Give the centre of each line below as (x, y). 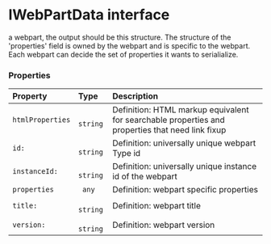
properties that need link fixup (169, 130)
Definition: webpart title (157, 206)
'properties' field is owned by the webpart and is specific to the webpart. (129, 45)
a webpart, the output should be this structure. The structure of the (120, 37)
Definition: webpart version (164, 225)
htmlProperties (42, 120)
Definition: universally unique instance (185, 166)
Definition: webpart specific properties (185, 190)
